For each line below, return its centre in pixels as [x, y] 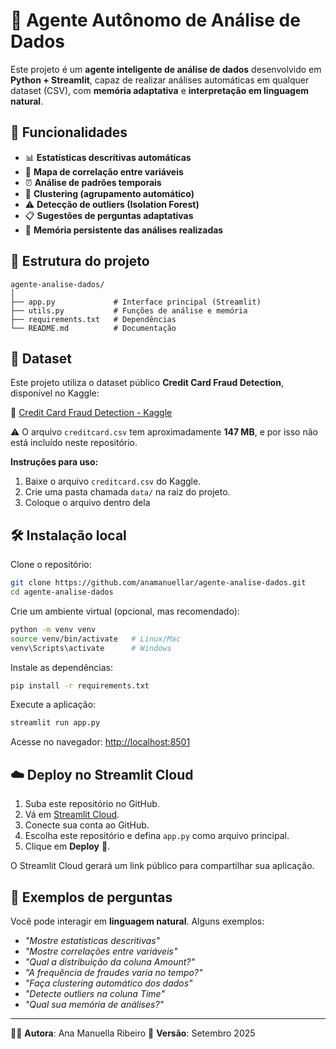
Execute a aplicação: [53, 705]
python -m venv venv [53, 629]
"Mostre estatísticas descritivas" [92, 940]
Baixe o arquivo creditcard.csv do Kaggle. [113, 481]
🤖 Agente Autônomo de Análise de [155, 20]
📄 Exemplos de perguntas [91, 897]
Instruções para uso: [54, 462]
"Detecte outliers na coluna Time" [94, 993]
